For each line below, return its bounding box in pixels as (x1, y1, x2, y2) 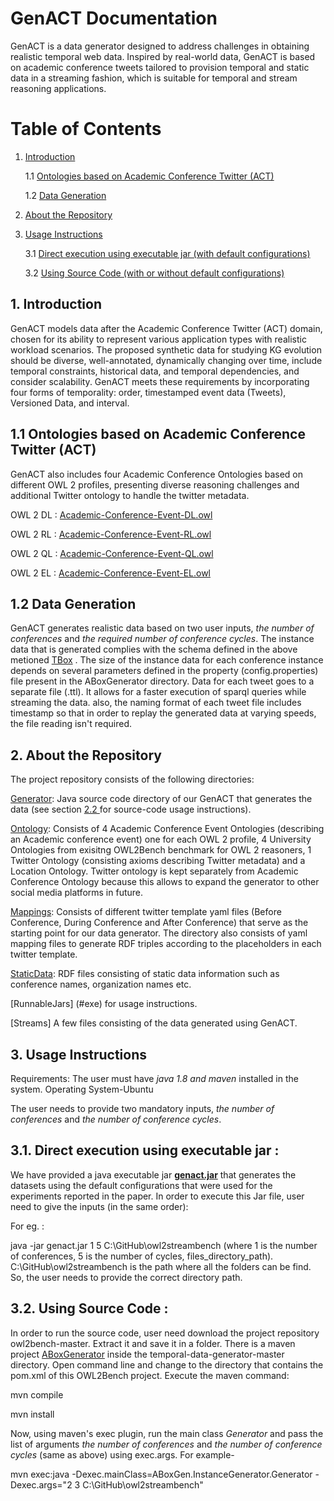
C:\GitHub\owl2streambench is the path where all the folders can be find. (10, 1260, 312, 1272)
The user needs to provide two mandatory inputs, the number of (10, 1102, 275, 1114)
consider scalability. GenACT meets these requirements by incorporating (10, 375, 310, 387)
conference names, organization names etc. (10, 978, 192, 991)
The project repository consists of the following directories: (10, 773, 255, 786)
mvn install (10, 1408, 55, 1420)
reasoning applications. (10, 82, 107, 94)
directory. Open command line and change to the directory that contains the (10, 1358, 324, 1371)
